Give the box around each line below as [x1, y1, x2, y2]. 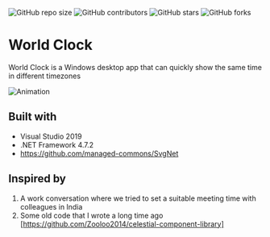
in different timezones [8, 71, 81, 81]
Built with [8, 110, 57, 124]
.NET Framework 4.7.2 [19, 139, 94, 149]
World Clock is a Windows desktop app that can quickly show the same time [8, 62, 262, 72]
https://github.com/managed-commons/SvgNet [19, 148, 179, 158]
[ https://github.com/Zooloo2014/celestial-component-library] [19, 218, 224, 229]
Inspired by [8, 172, 66, 185]
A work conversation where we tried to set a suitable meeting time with [19, 193, 256, 203]
